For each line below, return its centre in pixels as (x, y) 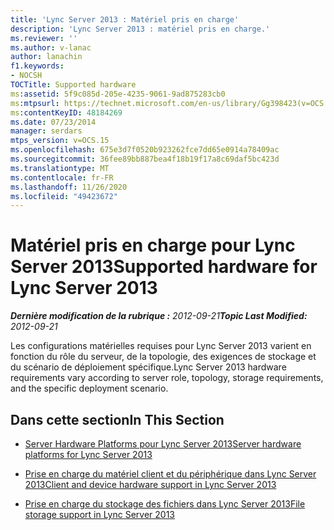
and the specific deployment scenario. (89, 388)
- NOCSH (26, 76)
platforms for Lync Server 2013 (88, 454)
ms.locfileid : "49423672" (64, 196)
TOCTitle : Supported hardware (73, 85)
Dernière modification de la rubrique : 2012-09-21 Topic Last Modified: (159, 316)
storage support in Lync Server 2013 (100, 514)
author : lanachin (46, 57)
